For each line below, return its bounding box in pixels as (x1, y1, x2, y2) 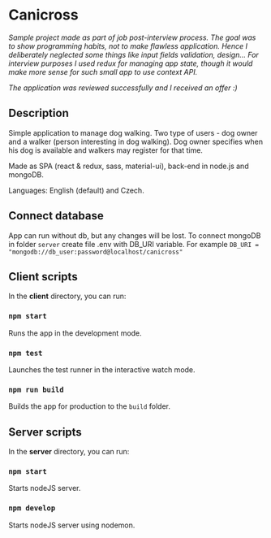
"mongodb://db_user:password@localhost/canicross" (8, 248, 183, 256)
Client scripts (8, 270, 79, 284)
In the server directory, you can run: (8, 447, 130, 457)
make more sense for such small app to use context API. (8, 67, 198, 76)
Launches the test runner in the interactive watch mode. (8, 364, 196, 375)
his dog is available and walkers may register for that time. (8, 145, 203, 155)
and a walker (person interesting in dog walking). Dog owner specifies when (8, 137, 264, 146)
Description (8, 106, 69, 120)
